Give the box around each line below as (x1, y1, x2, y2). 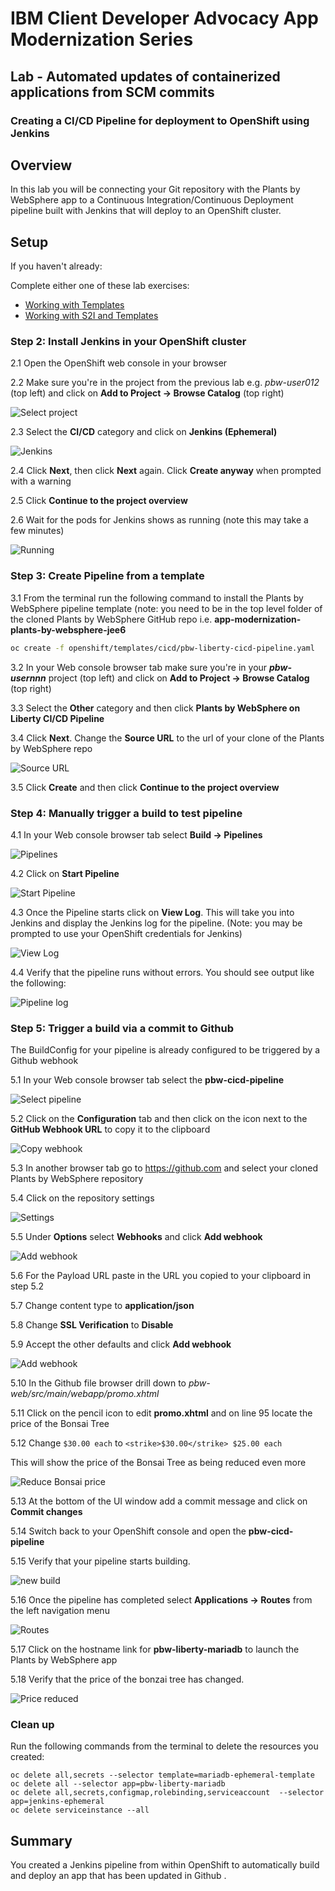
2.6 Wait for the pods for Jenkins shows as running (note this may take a (10, 514, 309, 526)
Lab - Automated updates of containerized (10, 68, 281, 85)
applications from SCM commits (10, 83, 215, 101)
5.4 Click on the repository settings (10, 1192, 155, 1204)
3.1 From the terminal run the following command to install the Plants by (10, 592, 304, 604)
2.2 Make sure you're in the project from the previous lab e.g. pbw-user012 (10, 377, 320, 389)
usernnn (10, 672, 47, 684)
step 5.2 (10, 1280, 45, 1292)
